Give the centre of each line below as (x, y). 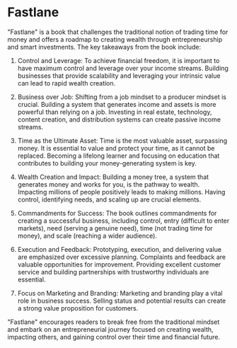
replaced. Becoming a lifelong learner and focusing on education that (118, 156)
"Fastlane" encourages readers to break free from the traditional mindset (114, 322)
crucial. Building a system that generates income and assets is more (117, 104)
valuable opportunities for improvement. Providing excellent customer (119, 264)
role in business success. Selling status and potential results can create (122, 301)
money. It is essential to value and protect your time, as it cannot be (116, 148)
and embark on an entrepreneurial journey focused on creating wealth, (110, 329)
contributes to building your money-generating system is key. (107, 163)
